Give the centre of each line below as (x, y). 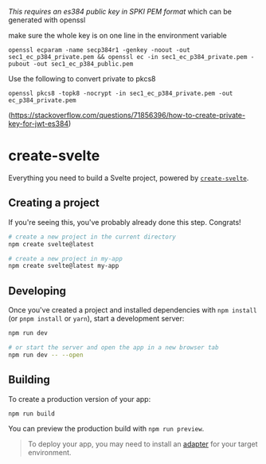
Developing (37, 291)
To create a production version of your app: (80, 399)
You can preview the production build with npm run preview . (106, 429)
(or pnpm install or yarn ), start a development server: (96, 319)
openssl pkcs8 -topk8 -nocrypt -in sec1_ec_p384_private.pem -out (121, 93)
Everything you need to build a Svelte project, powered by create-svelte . (129, 178)
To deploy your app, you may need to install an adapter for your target (143, 444)
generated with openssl (47, 20)
